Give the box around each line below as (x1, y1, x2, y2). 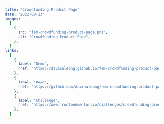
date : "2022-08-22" (5, 12, 45, 17)
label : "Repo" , (18, 80, 49, 84)
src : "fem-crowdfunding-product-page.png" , (18, 30, 108, 35)
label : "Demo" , (18, 62, 49, 66)
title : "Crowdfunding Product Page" (5, 7, 80, 12)
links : (5, 48, 19, 53)
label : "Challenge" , (18, 98, 60, 103)
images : (5, 16, 21, 21)
